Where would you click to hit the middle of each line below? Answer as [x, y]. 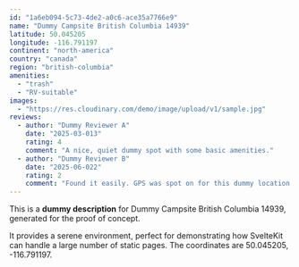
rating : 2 [44, 175]
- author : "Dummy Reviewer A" [73, 126]
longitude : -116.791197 [54, 42]
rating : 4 [44, 142]
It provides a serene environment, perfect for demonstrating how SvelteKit [146, 236]
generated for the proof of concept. [75, 219]
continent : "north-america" [62, 51]
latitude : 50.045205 [48, 34]
